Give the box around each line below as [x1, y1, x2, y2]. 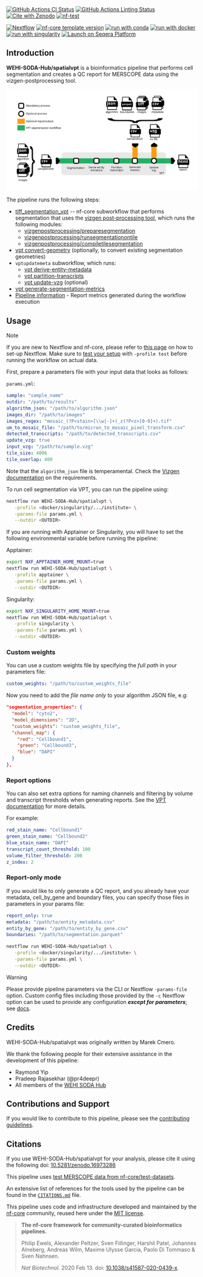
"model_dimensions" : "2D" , [12, 716, 80, 723]
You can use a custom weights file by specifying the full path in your [6, 662, 178, 669]
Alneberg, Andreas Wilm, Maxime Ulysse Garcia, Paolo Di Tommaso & [21, 1246, 196, 1253]
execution [15, 298, 41, 306]
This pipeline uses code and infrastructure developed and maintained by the [6, 1203, 197, 1210]
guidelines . [6, 1121, 34, 1128]
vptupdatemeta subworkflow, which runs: [15, 260, 116, 267]
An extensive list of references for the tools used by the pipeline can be [6, 1185, 185, 1192]
